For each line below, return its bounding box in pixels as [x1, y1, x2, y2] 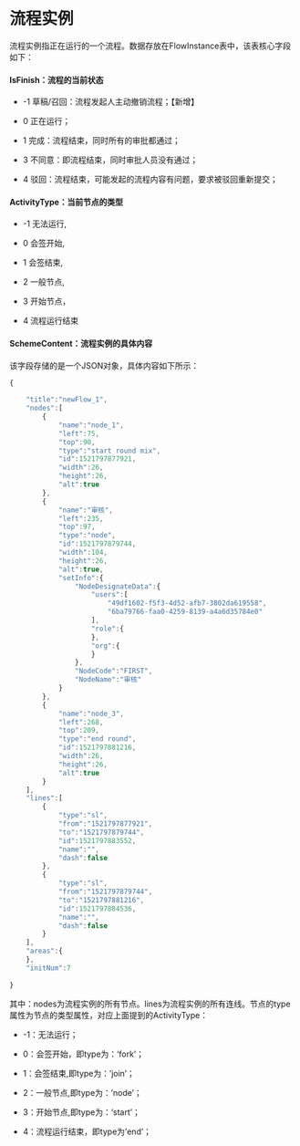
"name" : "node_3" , [57, 709, 125, 718]
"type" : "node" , [57, 531, 117, 540]
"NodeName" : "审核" [74, 675, 142, 684]
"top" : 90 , [57, 437, 96, 447]
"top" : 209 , [57, 726, 100, 735]
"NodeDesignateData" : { [74, 581, 161, 591]
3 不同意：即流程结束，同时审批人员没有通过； [22, 154, 199, 165]
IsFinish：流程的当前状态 [9, 74, 104, 85]
